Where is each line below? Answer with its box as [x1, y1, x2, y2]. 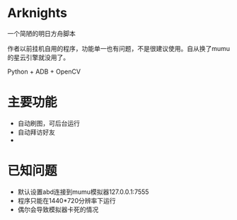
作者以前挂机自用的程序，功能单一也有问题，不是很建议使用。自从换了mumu [7, 44, 231, 52]
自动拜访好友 [17, 127, 55, 136]
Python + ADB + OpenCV [7, 67, 81, 76]
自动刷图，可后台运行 [17, 119, 80, 127]
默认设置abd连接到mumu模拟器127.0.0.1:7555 [17, 187, 149, 196]
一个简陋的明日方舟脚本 [7, 29, 76, 37]
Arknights [7, 5, 67, 21]
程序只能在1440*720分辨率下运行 [17, 196, 116, 204]
